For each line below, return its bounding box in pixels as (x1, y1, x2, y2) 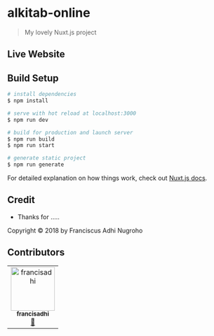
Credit (7, 194, 35, 206)
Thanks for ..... (17, 212, 60, 221)
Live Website (7, 48, 65, 60)
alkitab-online (7, 5, 91, 21)
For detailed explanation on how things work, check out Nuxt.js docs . (7, 174, 208, 183)
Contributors (7, 246, 65, 258)
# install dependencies (7, 91, 77, 98)
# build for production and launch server (7, 129, 133, 136)
